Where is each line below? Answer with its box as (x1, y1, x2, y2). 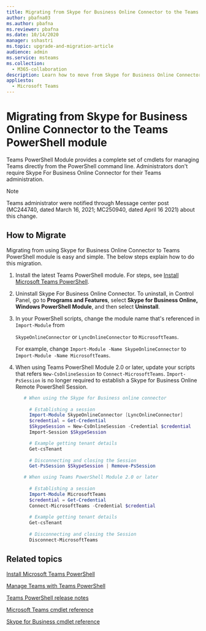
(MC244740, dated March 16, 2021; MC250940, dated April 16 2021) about (6, 206, 195, 213)
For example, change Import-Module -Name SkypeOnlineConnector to (15, 345, 187, 352)
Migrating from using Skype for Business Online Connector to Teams (6, 246, 180, 254)
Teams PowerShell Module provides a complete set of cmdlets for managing (6, 156, 199, 163)
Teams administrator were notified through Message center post (6, 199, 169, 206)
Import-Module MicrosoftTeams (29, 491, 107, 497)
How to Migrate (6, 230, 66, 241)
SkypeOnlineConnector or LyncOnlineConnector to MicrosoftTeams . (15, 333, 179, 341)
